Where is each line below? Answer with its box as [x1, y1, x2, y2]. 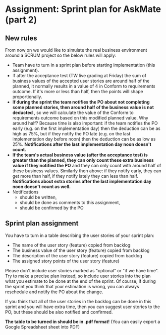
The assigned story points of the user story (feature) [12, 258, 120, 264]
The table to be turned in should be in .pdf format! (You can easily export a [5, 319, 160, 325]
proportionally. [12, 94, 42, 100]
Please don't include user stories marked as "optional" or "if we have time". [5, 267, 159, 273]
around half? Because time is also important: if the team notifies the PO [12, 120, 158, 126]
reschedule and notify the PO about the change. [5, 289, 103, 295]
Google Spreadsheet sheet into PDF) [5, 324, 80, 330]
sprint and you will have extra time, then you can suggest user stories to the [5, 304, 160, 310]
